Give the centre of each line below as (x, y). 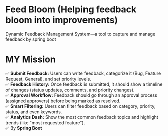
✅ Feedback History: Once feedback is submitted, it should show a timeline (84, 84)
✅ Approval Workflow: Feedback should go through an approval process (81, 95)
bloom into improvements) (62, 20)
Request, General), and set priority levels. (48, 79)
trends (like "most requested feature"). (45, 123)
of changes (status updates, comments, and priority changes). (70, 90)
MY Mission (31, 59)
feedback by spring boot (31, 39)
